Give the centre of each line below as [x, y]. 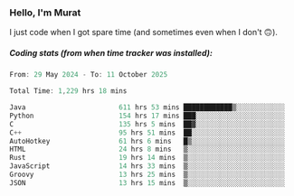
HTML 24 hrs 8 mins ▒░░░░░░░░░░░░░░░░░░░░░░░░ [147, 149]
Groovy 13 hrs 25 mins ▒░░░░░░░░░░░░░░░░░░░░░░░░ [147, 175]
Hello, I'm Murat [45, 13]
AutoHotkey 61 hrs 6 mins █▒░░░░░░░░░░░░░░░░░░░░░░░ [147, 141]
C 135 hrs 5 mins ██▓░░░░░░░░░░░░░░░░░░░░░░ [147, 124]
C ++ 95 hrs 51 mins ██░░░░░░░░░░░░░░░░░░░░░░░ [147, 133]
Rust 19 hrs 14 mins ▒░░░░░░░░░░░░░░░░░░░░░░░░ [147, 158]
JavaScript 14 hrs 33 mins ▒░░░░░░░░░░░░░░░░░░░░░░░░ [147, 166]
